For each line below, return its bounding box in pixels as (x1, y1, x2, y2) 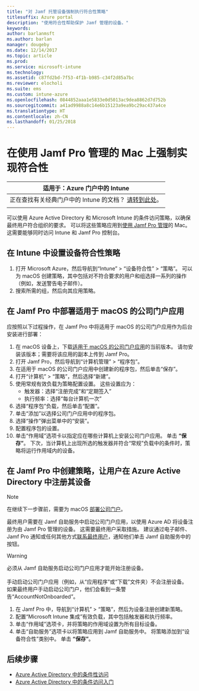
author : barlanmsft (7, 31, 55, 37)
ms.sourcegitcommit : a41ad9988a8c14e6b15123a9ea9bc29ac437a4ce (7, 102, 166, 109)
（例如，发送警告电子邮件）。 (15, 279, 86, 286)
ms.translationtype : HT (7, 108, 66, 114)
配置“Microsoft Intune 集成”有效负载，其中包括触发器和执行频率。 (15, 613, 176, 620)
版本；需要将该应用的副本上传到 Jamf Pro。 (25, 351, 133, 358)
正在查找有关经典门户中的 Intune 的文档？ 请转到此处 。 (9, 196, 163, 204)
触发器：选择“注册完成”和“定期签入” (24, 387, 112, 394)
